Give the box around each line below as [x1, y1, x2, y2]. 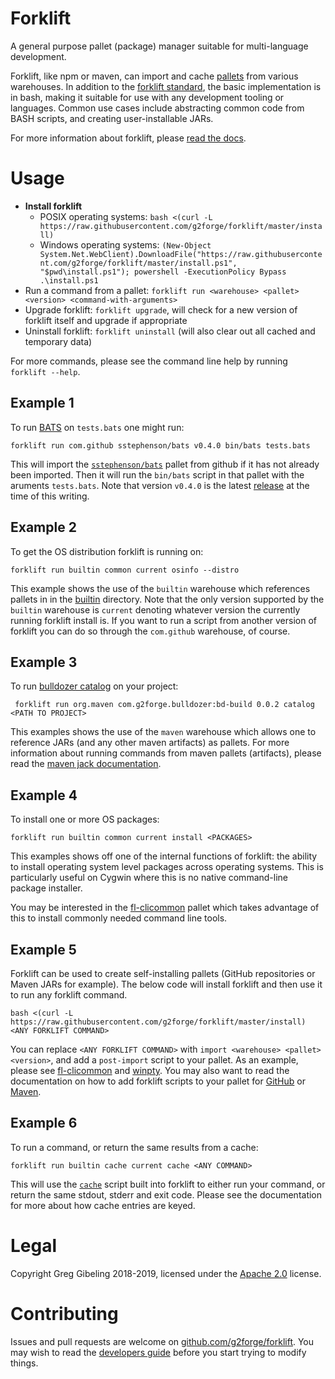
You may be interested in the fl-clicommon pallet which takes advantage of [10, 902, 320, 914]
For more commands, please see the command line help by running [10, 355, 288, 367]
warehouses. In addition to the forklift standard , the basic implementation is [10, 80, 322, 92]
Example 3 [10, 653, 78, 671]
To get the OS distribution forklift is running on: [10, 545, 204, 557]
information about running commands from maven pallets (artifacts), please [10, 747, 322, 759]
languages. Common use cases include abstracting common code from [10, 102, 305, 114]
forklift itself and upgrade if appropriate [24, 314, 188, 326]
